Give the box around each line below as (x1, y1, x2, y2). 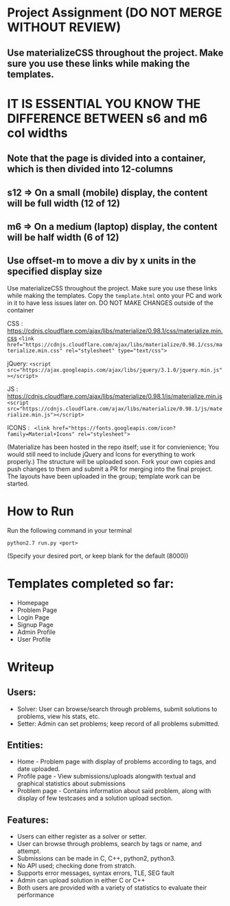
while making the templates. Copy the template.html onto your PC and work (7, 291, 222, 299)
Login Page (16, 613, 49, 621)
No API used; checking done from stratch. (16, 862, 136, 870)
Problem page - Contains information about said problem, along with (16, 787, 211, 795)
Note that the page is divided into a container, (7, 153, 206, 165)
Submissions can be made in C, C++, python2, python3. (16, 854, 176, 863)
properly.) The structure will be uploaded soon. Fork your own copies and (7, 457, 216, 465)
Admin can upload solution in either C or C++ (16, 876, 146, 885)
